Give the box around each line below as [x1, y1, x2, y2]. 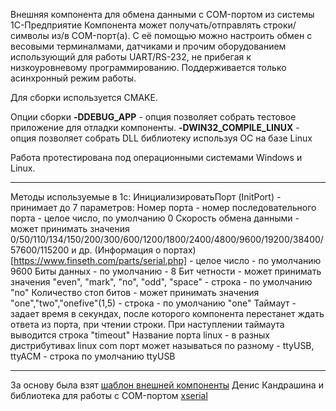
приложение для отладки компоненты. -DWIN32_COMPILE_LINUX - [10, 122, 300, 133]
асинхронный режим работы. [10, 72, 137, 84]
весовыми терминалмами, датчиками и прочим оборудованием [10, 40, 287, 52]
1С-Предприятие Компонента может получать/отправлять [10, 19, 262, 31]
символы [10, 30, 50, 41]
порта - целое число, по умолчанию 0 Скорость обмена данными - [10, 212, 300, 224]
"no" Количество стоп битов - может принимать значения [10, 287, 260, 298]
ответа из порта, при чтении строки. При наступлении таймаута [10, 319, 285, 330]
